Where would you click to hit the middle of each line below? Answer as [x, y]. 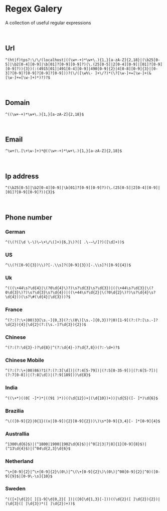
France [14, 310]
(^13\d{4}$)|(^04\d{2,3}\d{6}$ [38, 449]
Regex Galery [34, 9]
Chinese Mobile [25, 360]
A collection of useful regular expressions [48, 23]
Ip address [22, 176]
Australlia [17, 433]
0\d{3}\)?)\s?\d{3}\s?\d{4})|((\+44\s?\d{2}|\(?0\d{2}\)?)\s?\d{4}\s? [80, 293]
